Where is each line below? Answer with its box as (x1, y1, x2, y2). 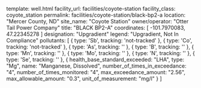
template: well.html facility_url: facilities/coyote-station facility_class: (6, 5, 176, 12)
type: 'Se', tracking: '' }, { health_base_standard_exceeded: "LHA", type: (6, 56, 185, 63)
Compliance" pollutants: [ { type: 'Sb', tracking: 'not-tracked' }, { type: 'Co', (6, 37, 193, 44)
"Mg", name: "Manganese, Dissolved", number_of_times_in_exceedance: (6, 62, 187, 69)
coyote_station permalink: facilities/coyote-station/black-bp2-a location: (6, 11, 186, 19)
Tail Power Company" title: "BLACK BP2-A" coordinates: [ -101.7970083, (6, 24, 186, 31)
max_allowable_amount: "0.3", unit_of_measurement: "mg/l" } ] (6, 75, 162, 82)
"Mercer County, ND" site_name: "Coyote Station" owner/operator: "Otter (6, 18, 189, 25)
